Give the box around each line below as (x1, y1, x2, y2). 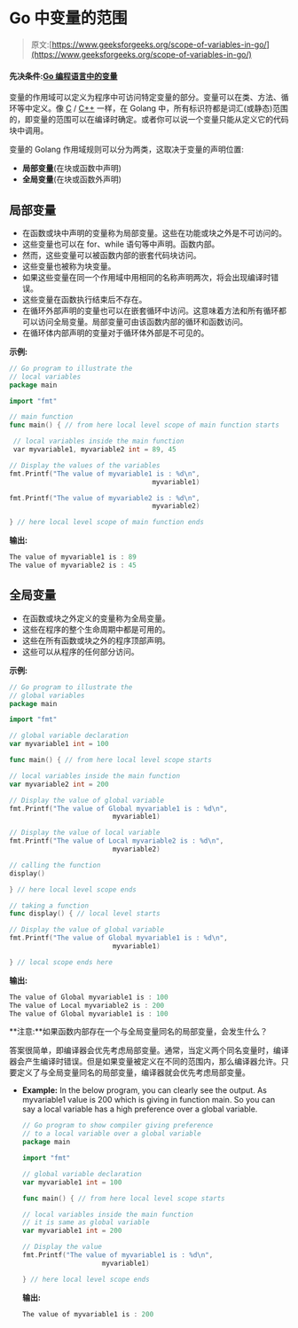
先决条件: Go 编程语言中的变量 (9, 70, 118, 81)
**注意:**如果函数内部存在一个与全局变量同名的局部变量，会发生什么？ (9, 1026, 269, 1037)
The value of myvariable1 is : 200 (21, 1309, 154, 1318)
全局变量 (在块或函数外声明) (21, 174, 122, 185)
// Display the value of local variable (9, 829, 161, 837)
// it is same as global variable (21, 1218, 150, 1227)
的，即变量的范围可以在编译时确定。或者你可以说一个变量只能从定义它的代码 (9, 114, 289, 125)
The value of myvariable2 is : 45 (9, 561, 137, 570)
